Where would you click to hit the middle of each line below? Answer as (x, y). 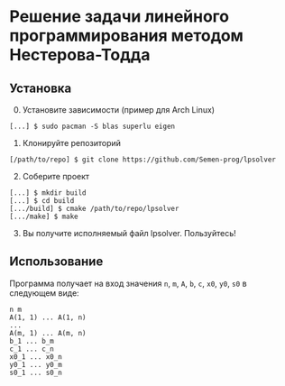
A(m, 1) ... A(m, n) (48, 333)
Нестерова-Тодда (80, 55)
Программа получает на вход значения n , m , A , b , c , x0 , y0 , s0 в (128, 283)
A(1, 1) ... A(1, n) (48, 317)
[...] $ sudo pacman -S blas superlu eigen (92, 126)
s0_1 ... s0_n (36, 372)
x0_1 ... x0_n (36, 357)
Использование (56, 262)
